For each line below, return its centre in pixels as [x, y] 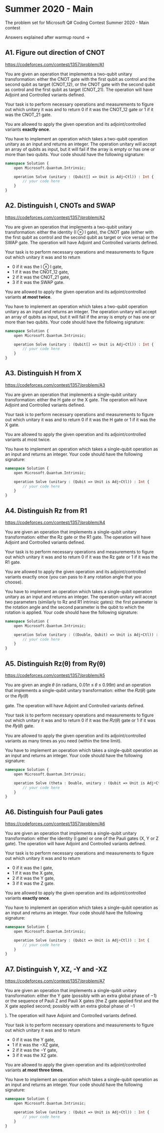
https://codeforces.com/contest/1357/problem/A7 [55, 981]
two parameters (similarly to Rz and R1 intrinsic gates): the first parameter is [81, 602]
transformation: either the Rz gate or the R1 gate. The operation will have [78, 537]
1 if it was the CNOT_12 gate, [41, 272]
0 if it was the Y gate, [33, 1040]
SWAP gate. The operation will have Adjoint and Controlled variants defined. [82, 242]
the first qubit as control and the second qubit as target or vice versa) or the [81, 237]
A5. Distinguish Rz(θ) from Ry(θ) [55, 663]
